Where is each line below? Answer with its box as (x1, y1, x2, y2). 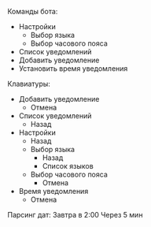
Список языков (42, 162, 94, 170)
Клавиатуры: (7, 79, 50, 88)
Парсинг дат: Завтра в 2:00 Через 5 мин (7, 210, 143, 219)
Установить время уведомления (18, 64, 128, 73)
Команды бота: (7, 7, 58, 16)
